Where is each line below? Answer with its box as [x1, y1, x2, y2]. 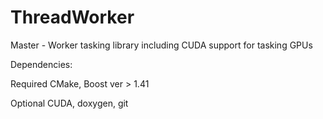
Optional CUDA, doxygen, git [10, 97, 129, 109]
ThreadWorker [10, 6, 135, 29]
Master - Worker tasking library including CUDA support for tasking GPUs [10, 39, 313, 51]
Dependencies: [10, 58, 73, 70]
